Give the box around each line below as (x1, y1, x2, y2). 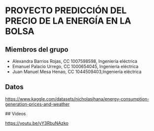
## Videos (5, 110, 26, 116)
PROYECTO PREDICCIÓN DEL (5, 5, 127, 16)
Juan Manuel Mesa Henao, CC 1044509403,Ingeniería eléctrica (12, 69, 142, 75)
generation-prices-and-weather (5, 101, 70, 107)
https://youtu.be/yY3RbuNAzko (5, 120, 69, 126)
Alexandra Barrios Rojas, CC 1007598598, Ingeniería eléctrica (12, 58, 138, 64)
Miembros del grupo (5, 45, 69, 53)
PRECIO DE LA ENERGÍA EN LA (5, 15, 131, 26)
